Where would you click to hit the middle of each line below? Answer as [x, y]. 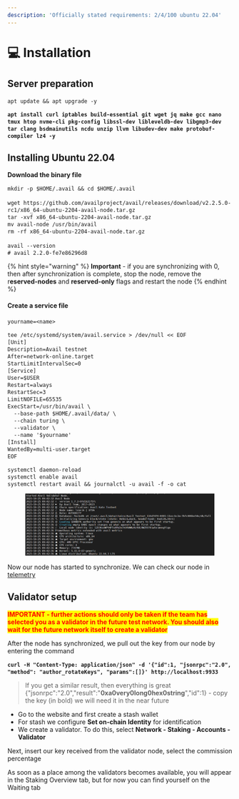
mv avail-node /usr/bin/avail [52, 225]
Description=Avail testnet [47, 349]
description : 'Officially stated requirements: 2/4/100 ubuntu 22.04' [115, 15]
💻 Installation [49, 52]
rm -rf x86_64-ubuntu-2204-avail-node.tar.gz [76, 232]
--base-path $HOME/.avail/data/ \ [65, 413]
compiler [20, 136]
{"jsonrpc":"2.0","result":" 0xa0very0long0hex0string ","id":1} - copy [126, 693]
